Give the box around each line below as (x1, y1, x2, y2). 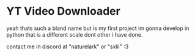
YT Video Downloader (6, 4, 120, 18)
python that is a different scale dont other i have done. (6, 31, 143, 38)
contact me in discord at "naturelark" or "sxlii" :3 (6, 43, 129, 50)
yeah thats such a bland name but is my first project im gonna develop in (6, 24, 189, 32)
